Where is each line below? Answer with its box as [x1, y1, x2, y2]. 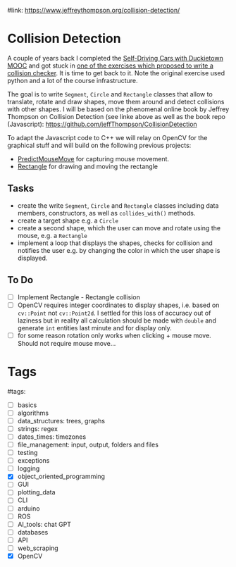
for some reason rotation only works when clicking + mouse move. [17, 331, 211, 339]
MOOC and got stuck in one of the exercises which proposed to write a [7, 61, 213, 70]
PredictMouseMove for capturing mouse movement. [17, 154, 170, 163]
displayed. [17, 254, 48, 262]
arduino [17, 504, 40, 513]
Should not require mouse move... [17, 339, 116, 347]
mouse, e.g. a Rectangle [17, 231, 88, 239]
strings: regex [17, 424, 58, 432]
